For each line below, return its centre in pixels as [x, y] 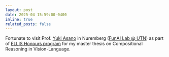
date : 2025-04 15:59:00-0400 [36, 15]
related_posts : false [28, 24]
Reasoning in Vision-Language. [38, 49]
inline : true [19, 19]
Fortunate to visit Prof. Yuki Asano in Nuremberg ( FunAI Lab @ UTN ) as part [84, 38]
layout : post [19, 10]
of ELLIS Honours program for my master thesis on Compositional [74, 44]
